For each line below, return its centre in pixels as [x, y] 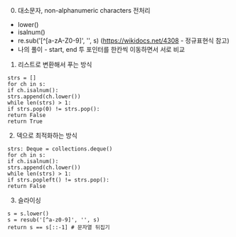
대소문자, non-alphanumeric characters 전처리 [84, 10]
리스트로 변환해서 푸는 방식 [55, 65]
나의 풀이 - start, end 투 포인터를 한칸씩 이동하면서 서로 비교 [101, 49]
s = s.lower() [28, 214]
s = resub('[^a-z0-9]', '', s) [54, 220]
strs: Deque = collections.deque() [60, 149]
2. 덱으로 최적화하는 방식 [43, 136]
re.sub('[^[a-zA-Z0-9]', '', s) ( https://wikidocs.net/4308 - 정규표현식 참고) [123, 40]
